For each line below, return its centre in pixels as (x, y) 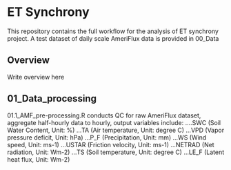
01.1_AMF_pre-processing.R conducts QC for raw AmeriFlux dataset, (104, 115)
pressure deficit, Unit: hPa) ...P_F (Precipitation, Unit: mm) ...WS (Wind (107, 137)
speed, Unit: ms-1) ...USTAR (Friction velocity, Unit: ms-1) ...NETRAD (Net (111, 144)
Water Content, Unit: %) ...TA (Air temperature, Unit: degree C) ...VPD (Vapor (116, 130)
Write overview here (36, 77)
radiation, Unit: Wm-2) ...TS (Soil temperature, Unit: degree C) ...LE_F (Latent (116, 152)
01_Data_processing (52, 98)
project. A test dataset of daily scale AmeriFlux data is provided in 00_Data (113, 38)
